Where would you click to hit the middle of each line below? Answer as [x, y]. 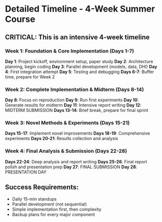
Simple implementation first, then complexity [57, 209]
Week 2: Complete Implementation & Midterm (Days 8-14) [74, 89]
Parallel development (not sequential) [49, 204]
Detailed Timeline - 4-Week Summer [80, 9]
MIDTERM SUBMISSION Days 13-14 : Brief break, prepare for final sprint [77, 111]
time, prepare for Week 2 [30, 77]
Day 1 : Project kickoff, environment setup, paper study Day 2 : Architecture [79, 61]
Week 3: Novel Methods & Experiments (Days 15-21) [67, 123]
